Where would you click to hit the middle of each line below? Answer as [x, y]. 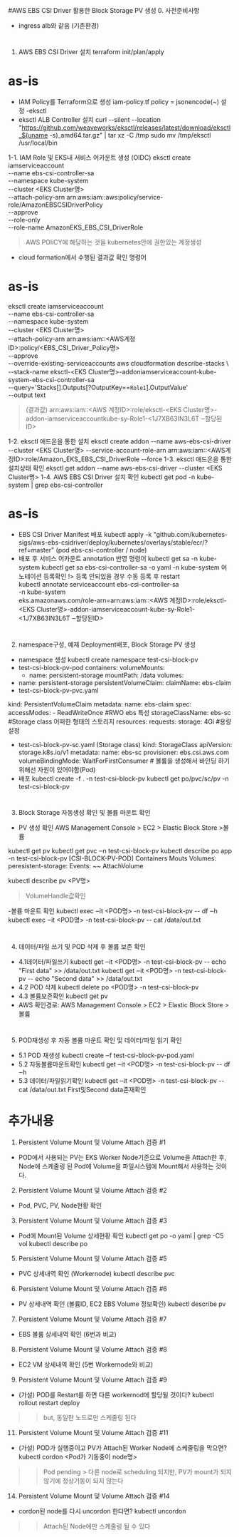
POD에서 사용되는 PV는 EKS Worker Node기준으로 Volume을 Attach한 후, [122, 1157]
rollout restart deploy [49, 1402]
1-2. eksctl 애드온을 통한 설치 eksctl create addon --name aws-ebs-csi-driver [120, 441]
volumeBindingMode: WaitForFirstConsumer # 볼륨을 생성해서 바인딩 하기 [124, 761]
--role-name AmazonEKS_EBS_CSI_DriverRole [76, 227]
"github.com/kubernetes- [191, 534]
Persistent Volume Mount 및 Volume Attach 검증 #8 [93, 1349]
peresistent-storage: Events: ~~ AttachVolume [76, 866]
